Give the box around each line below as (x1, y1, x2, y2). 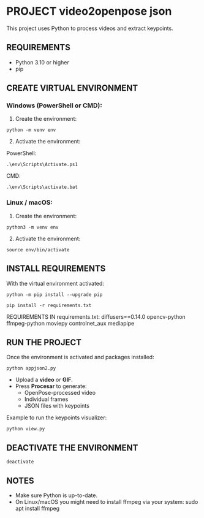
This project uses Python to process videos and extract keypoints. (6, 25, 173, 32)
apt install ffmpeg (15, 505, 60, 512)
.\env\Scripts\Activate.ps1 (6, 161, 78, 168)
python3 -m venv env (6, 224, 59, 230)
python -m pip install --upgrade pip (6, 291, 103, 298)
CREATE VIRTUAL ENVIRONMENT (6, 83, 138, 93)
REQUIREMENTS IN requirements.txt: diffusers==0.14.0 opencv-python (6, 313, 186, 320)
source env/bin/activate (6, 246, 70, 253)
